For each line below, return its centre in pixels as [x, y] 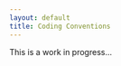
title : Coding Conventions [60, 26]
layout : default [40, 18]
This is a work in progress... [61, 52]
